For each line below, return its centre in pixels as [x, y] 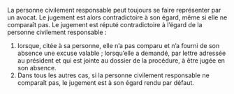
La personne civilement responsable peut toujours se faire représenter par [114, 10]
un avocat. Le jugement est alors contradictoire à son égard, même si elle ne [117, 17]
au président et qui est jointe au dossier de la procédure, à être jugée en [121, 61]
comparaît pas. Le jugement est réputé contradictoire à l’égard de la [105, 25]
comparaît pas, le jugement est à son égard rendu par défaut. [105, 83]
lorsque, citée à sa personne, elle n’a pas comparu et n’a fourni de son [118, 46]
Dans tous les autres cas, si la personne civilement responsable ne [113, 75]
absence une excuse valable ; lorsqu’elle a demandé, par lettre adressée [122, 53]
